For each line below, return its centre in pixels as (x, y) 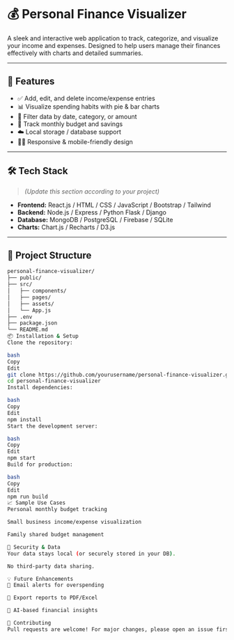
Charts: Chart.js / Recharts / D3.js (66, 227)
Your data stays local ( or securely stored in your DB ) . (92, 554)
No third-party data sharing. (51, 566)
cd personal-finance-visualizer (54, 381)
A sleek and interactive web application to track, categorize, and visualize (113, 38)
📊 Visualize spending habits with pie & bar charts (88, 107)
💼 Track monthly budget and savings (70, 124)
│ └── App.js (29, 310)
